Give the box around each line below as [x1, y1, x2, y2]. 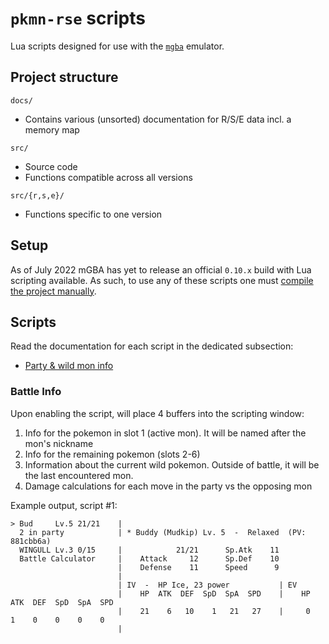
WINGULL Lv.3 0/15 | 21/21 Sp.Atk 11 [19, 545, 280, 555]
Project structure [10, 69, 119, 86]
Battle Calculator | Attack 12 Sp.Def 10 [19, 553, 280, 564]
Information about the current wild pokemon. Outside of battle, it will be [24, 458, 320, 471]
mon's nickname [24, 437, 94, 449]
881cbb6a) [10, 536, 52, 546]
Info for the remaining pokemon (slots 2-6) [24, 448, 201, 460]
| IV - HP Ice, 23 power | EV [117, 580, 298, 590]
